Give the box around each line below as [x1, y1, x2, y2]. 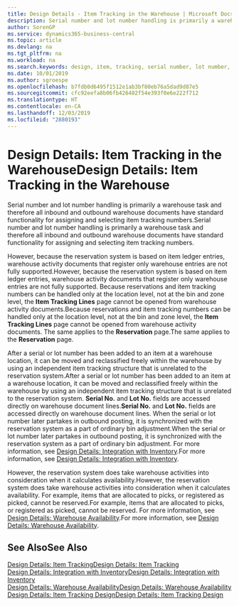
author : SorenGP [7, 23, 55, 31]
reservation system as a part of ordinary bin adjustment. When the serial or [7, 424, 225, 433]
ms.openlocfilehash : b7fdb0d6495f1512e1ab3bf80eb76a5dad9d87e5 [7, 83, 199, 90]
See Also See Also [7, 541, 87, 553]
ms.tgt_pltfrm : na [7, 50, 62, 58]
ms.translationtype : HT [7, 97, 78, 104]
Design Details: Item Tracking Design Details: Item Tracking [7, 561, 179, 569]
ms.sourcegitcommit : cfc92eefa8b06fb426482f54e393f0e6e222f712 [7, 90, 199, 97]
